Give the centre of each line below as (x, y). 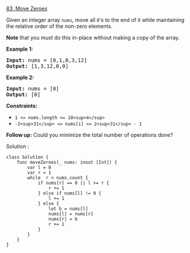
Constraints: (22, 106)
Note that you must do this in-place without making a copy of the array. (93, 37)
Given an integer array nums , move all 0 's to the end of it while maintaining (95, 20)
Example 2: (20, 77)
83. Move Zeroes (27, 9)
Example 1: (20, 49)
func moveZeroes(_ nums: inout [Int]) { (67, 162)
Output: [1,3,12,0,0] (37, 66)
